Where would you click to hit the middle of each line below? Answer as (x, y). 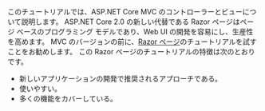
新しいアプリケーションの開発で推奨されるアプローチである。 (121, 79)
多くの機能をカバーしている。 (68, 99)
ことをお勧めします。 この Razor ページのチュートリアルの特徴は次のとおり (131, 52)
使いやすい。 (40, 89)
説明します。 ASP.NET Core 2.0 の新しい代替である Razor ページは (131, 22)
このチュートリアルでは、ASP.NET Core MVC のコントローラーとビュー (125, 12)
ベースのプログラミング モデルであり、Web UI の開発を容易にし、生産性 (135, 32)
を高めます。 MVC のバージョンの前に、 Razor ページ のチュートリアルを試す (132, 42)
